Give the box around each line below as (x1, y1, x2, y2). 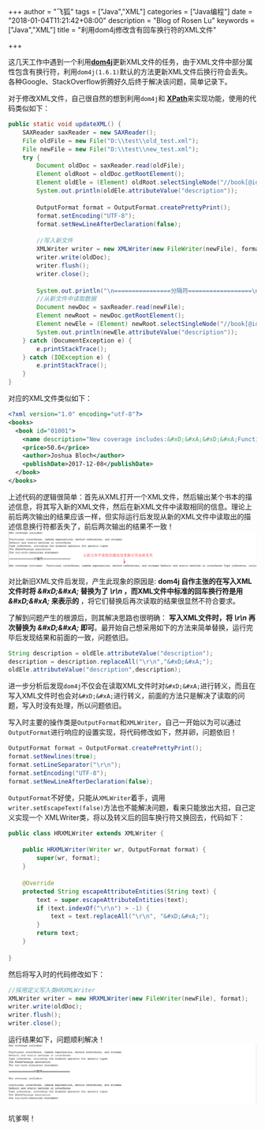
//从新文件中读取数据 (36, 295, 97, 303)
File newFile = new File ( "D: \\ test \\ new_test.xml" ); (22, 145, 200, 153)
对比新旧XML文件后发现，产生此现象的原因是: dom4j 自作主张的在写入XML (8, 576, 252, 586)
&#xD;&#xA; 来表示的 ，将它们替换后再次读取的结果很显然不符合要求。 (8, 596, 241, 605)
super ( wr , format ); (36, 855, 101, 862)
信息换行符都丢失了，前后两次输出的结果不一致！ (14, 522, 174, 531)
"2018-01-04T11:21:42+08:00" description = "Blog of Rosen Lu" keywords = (8, 16, 256, 25)
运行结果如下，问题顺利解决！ (8, 1035, 105, 1044)
